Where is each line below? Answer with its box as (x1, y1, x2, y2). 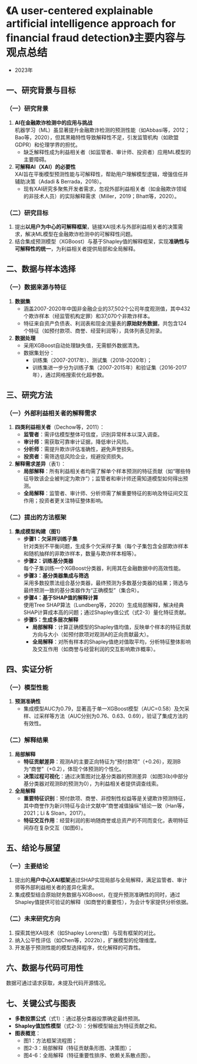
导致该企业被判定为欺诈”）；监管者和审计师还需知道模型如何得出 (28, 475, 183, 482)
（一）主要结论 (6, 862, 49, 870)
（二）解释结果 (6, 736, 49, 744)
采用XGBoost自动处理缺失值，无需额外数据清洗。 (23, 342, 143, 349)
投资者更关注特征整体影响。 (39, 497, 106, 504)
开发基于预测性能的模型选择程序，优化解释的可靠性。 (14, 944, 144, 951)
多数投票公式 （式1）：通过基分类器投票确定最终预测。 (14, 1015, 143, 1022)
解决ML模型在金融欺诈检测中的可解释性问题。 (25, 230, 136, 238)
